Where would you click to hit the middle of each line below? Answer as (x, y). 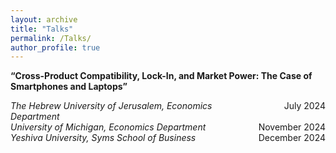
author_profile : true (55, 47)
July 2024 (304, 106)
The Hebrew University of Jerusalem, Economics (111, 106)
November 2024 (292, 127)
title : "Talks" (42, 29)
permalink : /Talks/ (51, 38)
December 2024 (292, 138)
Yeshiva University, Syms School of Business (103, 138)
